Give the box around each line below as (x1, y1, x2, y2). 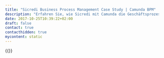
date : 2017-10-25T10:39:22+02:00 (5, 16, 73, 21)
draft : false (5, 20, 32, 26)
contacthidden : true (5, 30, 47, 35)
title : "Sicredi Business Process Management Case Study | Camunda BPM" (5, 7, 156, 12)
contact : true (5, 25, 34, 30)
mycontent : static (5, 35, 42, 39)
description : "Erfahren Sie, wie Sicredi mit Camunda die (5, 12, 125, 17)
